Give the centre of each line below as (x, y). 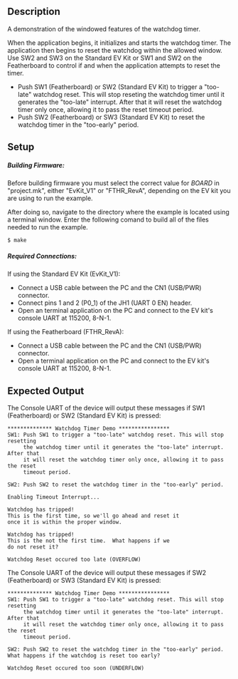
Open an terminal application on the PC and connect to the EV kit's (115, 311)
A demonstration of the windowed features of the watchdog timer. (104, 28)
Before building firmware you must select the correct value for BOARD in (114, 183)
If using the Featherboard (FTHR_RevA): (66, 332)
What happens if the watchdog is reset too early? (84, 655)
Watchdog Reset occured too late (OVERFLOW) (74, 559)
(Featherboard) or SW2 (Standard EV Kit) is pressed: (84, 415)
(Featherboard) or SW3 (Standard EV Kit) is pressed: (84, 580)
